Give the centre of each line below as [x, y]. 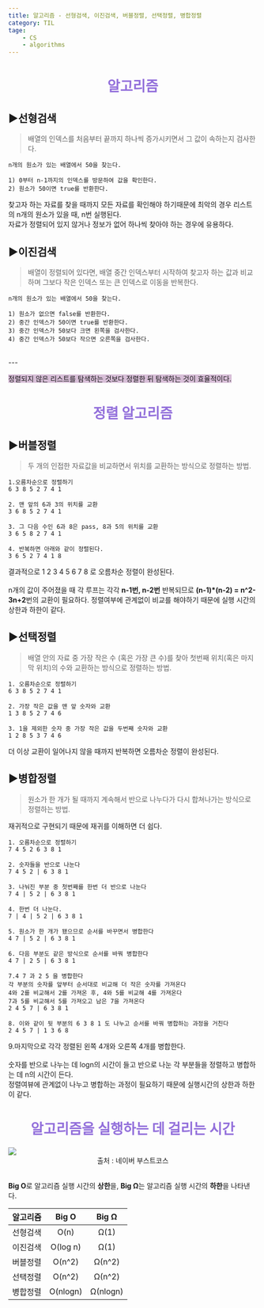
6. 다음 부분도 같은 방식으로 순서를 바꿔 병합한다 [78, 954]
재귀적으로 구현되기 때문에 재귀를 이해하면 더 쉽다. [85, 826]
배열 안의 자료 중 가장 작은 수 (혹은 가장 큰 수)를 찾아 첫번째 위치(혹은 [133, 657]
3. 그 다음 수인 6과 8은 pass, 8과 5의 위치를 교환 [83, 527]
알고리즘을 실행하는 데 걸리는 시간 [133, 1129]
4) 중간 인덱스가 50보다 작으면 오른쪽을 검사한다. [79, 339]
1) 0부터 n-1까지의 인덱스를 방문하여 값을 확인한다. [83, 181]
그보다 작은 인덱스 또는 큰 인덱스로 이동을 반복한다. [121, 282]
